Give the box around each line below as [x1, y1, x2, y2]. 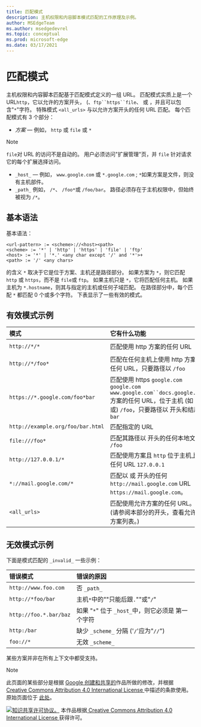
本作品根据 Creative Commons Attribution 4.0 [60, 707, 172, 714]
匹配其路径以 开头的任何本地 [109, 434, 190, 443]
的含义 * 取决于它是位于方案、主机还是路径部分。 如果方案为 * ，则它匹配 [6, 268, 185, 276]
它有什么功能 [109, 329, 147, 338]
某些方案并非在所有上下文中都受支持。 [6, 654, 100, 662]
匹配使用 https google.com [109, 375, 182, 384]
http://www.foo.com [9, 584, 65, 591]
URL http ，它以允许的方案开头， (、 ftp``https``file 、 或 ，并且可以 [6, 98, 176, 106]
